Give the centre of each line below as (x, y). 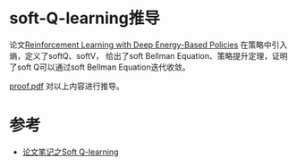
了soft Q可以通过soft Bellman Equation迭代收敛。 (100, 67)
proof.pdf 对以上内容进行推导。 (67, 86)
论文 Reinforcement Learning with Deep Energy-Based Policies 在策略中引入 (148, 45)
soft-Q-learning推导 (85, 18)
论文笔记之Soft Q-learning (70, 152)
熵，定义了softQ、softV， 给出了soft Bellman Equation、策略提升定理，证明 (148, 55)
